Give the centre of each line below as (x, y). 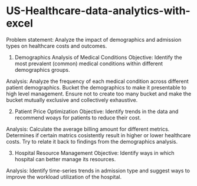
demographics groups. (42, 69)
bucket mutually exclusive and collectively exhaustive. (72, 100)
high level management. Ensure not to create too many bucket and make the (99, 94)
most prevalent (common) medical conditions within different (89, 64)
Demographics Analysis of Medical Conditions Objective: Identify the (98, 57)
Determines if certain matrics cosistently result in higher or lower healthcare (98, 135)
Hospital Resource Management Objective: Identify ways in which (95, 153)
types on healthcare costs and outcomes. (57, 46)
